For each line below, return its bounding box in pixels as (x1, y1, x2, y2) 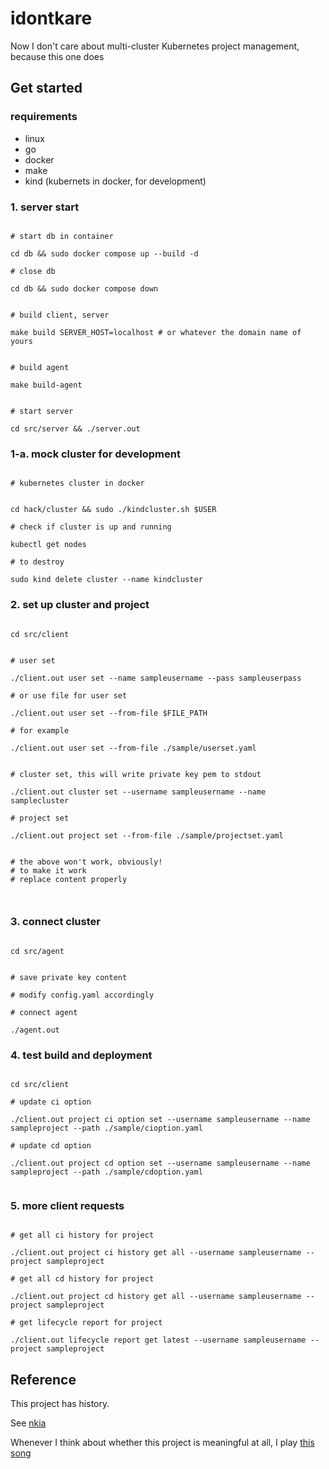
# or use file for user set (10, 690, 128, 701)
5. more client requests (10, 1199, 125, 1213)
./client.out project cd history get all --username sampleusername (10, 1292, 302, 1302)
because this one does (10, 50, 105, 62)
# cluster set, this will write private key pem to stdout (10, 769, 262, 779)
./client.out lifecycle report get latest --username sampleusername (10, 1335, 307, 1346)
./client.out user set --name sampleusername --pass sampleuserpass (10, 673, 302, 683)
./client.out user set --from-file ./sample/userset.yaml (10, 743, 257, 753)
